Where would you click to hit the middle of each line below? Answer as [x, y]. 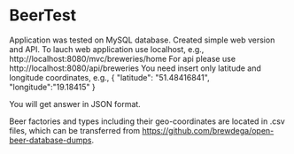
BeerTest [43, 15]
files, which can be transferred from [75, 130]
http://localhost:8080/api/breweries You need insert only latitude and [135, 68]
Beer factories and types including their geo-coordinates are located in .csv [147, 121]
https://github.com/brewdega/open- [208, 130]
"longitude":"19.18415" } [52, 87]
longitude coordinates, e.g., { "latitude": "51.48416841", [109, 77]
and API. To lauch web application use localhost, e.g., [107, 49]
